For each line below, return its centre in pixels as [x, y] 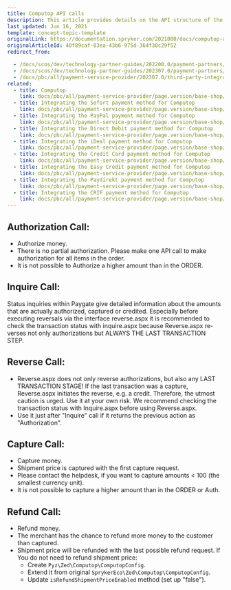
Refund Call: [34, 512]
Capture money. [40, 461]
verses [16, 333]
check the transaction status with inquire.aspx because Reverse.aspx [105, 325]
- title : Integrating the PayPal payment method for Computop [104, 116]
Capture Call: [36, 444]
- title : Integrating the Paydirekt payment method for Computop [109, 180]
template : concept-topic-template [57, 33]
